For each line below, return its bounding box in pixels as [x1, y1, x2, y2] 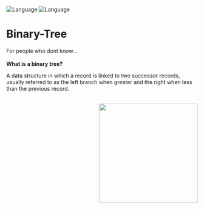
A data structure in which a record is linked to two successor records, [6, 72, 180, 79]
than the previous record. [6, 85, 70, 92]
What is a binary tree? [6, 60, 63, 67]
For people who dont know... [6, 47, 78, 54]
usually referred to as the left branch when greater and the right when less [6, 78, 192, 85]
